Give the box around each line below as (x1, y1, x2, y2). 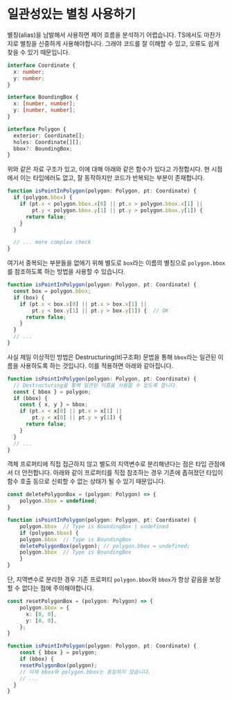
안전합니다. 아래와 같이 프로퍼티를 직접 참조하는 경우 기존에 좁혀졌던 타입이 (21, 468, 224, 477)
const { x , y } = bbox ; (19, 401, 89, 409)
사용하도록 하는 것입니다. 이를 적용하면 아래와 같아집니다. (19, 361, 174, 370)
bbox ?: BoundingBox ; (13, 145, 73, 152)
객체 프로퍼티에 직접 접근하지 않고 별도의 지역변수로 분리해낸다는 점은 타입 (7, 460, 207, 468)
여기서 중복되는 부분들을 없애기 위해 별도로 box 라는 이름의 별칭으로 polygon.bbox (7, 258, 226, 267)
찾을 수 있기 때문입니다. (7, 48, 71, 56)
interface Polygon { (7, 126, 67, 133)
